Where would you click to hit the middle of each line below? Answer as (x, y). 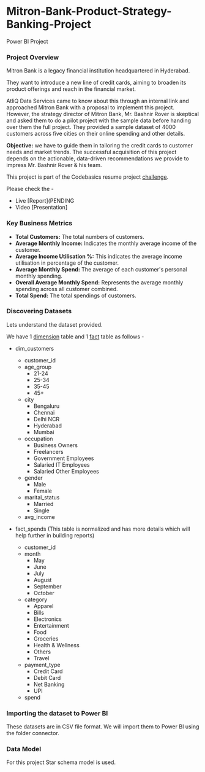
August (43, 580)
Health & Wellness (56, 645)
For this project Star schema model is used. (61, 762)
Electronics (48, 619)
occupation (39, 439)
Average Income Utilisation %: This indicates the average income (99, 256)
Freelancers (48, 451)
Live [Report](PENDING (45, 201)
